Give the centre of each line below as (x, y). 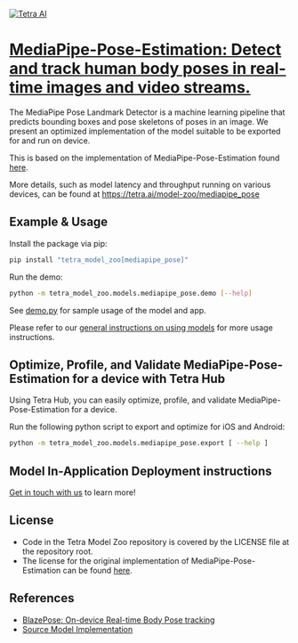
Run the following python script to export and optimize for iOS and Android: (147, 427)
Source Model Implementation (77, 629)
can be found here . (98, 570)
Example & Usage (59, 222)
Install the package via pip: (59, 243)
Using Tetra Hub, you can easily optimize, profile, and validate (123, 400)
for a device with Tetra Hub (149, 378)
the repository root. (57, 551)
